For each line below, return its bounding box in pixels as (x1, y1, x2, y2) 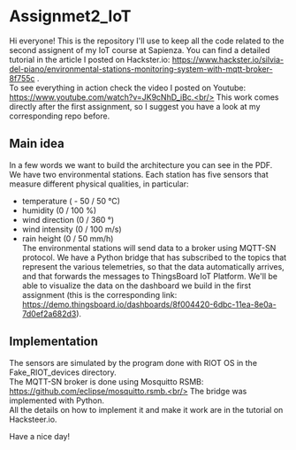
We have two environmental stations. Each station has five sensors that (9, 169, 269, 179)
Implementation (9, 334, 99, 349)
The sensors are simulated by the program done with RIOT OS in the (9, 357, 258, 368)
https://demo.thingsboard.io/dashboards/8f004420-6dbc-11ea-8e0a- (21, 299, 277, 309)
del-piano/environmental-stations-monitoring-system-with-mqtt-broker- (9, 64, 273, 74)
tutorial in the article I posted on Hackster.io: (9, 54, 171, 65)
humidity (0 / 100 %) (21, 205, 97, 216)
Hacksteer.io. (9, 414, 57, 424)
